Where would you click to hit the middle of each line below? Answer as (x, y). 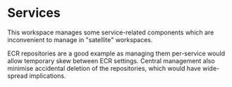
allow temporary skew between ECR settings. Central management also (111, 60)
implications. (48, 76)
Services (34, 13)
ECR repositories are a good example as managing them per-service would (116, 53)
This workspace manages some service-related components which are (111, 32)
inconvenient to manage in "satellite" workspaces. (80, 39)
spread (18, 76)
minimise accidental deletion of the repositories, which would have (104, 68)
